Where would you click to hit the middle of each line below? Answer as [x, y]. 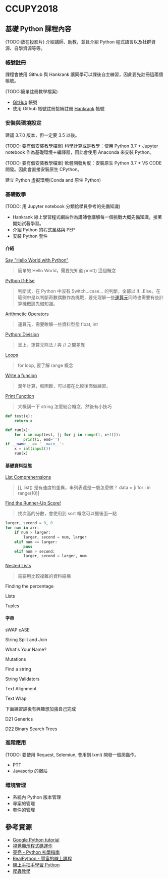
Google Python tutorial [36, 840]
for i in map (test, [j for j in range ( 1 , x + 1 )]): [68, 435]
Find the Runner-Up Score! [33, 503]
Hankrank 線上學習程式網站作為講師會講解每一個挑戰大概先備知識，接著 [87, 217]
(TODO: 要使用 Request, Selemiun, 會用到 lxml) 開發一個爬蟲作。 [72, 755]
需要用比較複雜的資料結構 [44, 576]
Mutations [16, 659]
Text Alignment [21, 688]
